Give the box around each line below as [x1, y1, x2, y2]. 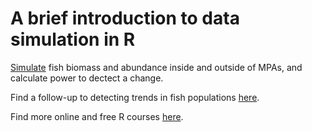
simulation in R [10, 28, 136, 51]
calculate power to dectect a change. [10, 72, 164, 84]
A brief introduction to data [10, 7, 240, 30]
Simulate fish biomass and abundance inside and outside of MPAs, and [10, 61, 303, 73]
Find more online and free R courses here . [10, 110, 184, 122]
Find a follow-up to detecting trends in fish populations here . [10, 91, 260, 103]
